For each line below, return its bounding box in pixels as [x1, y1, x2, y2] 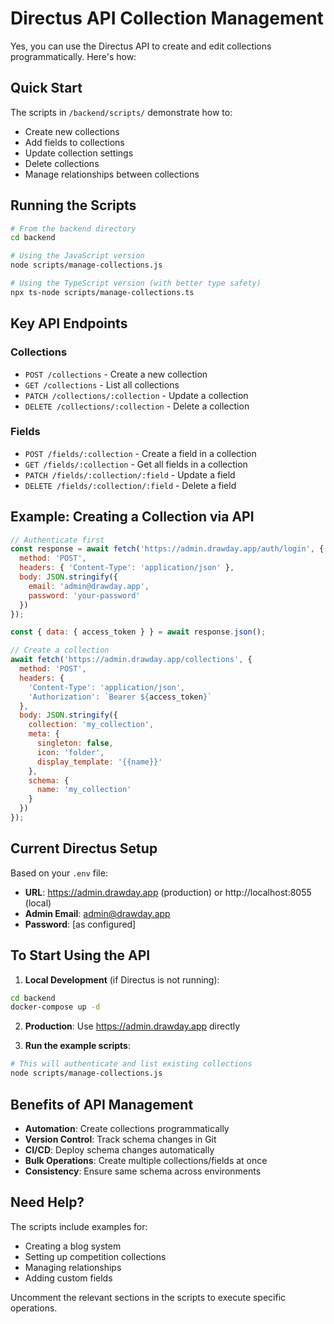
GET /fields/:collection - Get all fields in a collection [24, 458, 248, 470]
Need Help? [10, 1194, 85, 1211]
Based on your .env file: [10, 867, 108, 879]
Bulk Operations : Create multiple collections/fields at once [24, 1154, 268, 1166]
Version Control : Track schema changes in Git [24, 1133, 217, 1145]
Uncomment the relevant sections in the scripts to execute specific [10, 1291, 287, 1303]
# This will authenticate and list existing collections [10, 1059, 253, 1069]
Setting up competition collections [24, 1250, 167, 1262]
